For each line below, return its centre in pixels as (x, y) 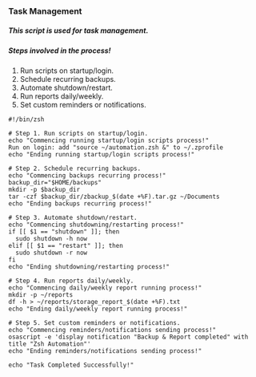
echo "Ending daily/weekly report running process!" (98, 309)
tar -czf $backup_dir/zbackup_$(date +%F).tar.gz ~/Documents (114, 197)
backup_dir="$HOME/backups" (55, 183)
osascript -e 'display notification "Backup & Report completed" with (128, 337)
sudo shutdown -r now (52, 253)
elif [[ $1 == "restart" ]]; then (66, 246)
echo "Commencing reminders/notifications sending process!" (112, 330)
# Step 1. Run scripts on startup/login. (78, 134)
